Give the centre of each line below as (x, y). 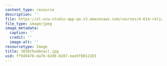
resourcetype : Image (27, 47)
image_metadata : (22, 28)
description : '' (22, 14)
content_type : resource (30, 10)
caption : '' (22, 33)
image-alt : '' (24, 42)
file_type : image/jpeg (29, 24)
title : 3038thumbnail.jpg (32, 51)
